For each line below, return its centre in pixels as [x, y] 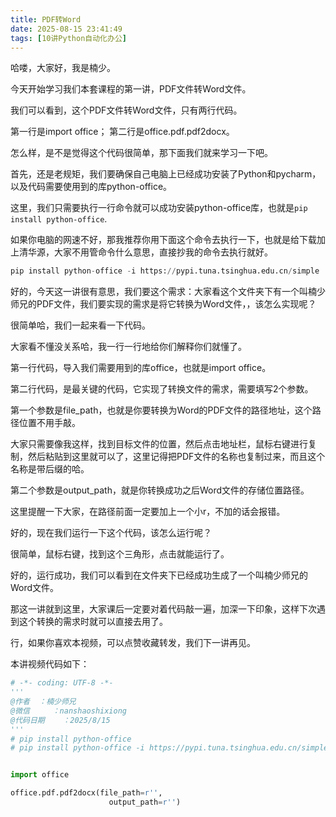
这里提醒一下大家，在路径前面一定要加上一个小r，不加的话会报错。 [148, 512]
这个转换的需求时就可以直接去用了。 [93, 622]
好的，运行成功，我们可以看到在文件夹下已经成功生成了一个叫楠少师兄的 [159, 575]
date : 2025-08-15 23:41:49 [66, 29]
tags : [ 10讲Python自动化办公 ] [68, 38]
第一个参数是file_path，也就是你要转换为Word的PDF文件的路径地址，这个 [161, 410]
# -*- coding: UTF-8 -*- [62, 683]
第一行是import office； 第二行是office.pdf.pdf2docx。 [122, 132]
